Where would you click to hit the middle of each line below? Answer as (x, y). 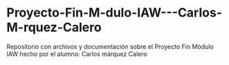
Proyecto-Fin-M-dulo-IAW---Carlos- (114, 13)
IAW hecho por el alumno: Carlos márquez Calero (77, 54)
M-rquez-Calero (54, 27)
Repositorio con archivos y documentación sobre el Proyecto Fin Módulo (110, 46)
